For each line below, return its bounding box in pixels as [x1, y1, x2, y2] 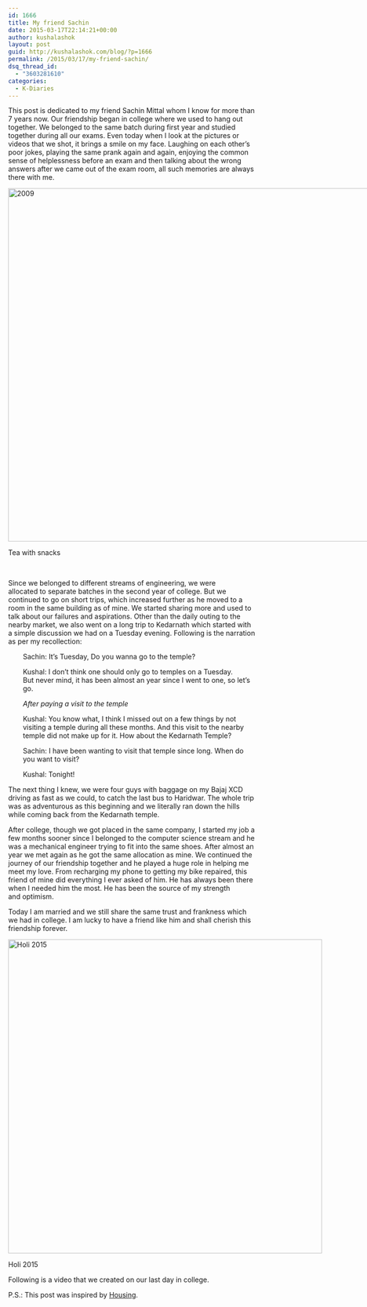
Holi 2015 [8, 1260, 38, 1269]
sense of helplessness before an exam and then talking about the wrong [8, 156, 242, 166]
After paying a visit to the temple [23, 699, 129, 709]
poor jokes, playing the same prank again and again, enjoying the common [8, 148, 249, 157]
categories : [8, 77, 47, 85]
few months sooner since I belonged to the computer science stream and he [8, 834, 255, 843]
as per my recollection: [8, 637, 82, 646]
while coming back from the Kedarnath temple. [8, 810, 160, 820]
